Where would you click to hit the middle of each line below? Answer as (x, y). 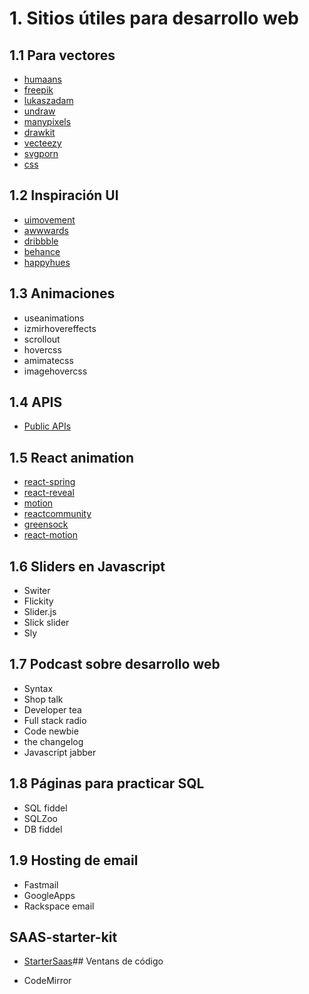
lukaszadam (48, 100)
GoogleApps (49, 895)
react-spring (49, 482)
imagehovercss (55, 371)
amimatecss (48, 360)
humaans (43, 79)
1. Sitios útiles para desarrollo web (154, 18)
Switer (37, 591)
